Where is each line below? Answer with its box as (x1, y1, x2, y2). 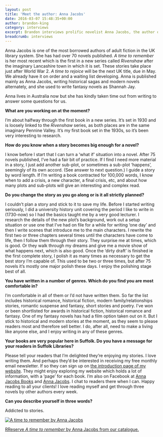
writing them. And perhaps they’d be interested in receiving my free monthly (5, 358, 158, 364)
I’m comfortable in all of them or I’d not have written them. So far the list (5, 292, 148, 298)
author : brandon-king (5, 20, 49, 26)
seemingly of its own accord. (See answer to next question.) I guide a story (5, 167, 155, 173)
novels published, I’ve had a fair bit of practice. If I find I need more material (5, 157, 156, 162)
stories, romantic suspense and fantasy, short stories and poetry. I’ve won (5, 302, 153, 309)
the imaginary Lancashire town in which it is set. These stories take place (5, 63, 151, 69)
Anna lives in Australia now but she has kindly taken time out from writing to (5, 93, 157, 99)
